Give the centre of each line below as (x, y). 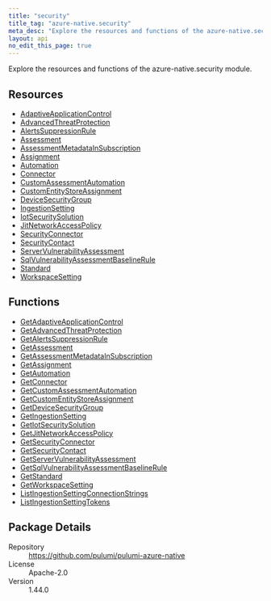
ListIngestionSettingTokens (65, 502)
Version (21, 581)
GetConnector (44, 381)
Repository (26, 547)
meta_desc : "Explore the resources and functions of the (106, 31)
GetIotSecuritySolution (58, 424)
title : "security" (39, 16)
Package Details (50, 527)
